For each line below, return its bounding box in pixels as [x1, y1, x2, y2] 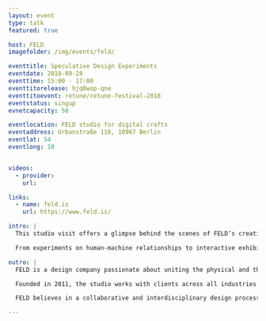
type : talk [8, 19, 44, 27]
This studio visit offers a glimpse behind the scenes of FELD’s [15, 230, 236, 238]
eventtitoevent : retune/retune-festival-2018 [8, 92, 161, 100]
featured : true [8, 26, 59, 34]
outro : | [8, 258, 37, 266]
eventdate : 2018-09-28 [8, 70, 83, 78]
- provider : [15, 171, 55, 179]
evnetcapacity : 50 [8, 106, 69, 115]
